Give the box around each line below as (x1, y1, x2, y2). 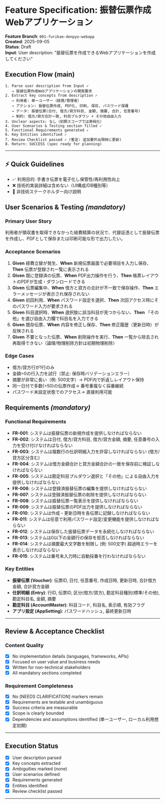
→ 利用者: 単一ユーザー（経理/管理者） (11, 98, 82, 103)
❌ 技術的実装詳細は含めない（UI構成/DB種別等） (12, 182, 110, 188)
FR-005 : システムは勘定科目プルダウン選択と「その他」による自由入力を (12, 473, 160, 479)
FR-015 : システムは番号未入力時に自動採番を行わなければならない (12, 553, 146, 559)
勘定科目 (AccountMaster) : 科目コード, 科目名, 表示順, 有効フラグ (12, 602, 145, 608)
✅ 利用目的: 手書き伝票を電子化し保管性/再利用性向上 (12, 176, 120, 182)
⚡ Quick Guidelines (5, 160, 65, 169)
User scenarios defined (12, 772, 60, 777)
